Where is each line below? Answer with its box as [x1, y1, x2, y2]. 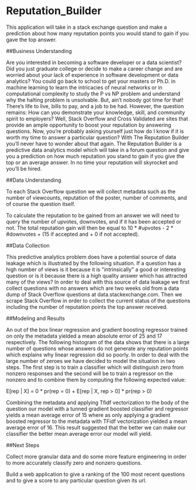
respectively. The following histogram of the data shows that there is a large [6, 338, 190, 345]
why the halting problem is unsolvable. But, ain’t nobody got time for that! [6, 96, 184, 104]
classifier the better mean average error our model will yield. [6, 430, 153, 437]
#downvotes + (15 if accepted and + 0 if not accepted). [6, 231, 140, 238]
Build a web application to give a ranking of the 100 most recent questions [6, 471, 185, 478]
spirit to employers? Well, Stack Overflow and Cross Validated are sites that [6, 115, 188, 122]
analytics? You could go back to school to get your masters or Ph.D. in [6, 78, 176, 85]
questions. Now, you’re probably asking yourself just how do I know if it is [6, 128, 184, 135]
